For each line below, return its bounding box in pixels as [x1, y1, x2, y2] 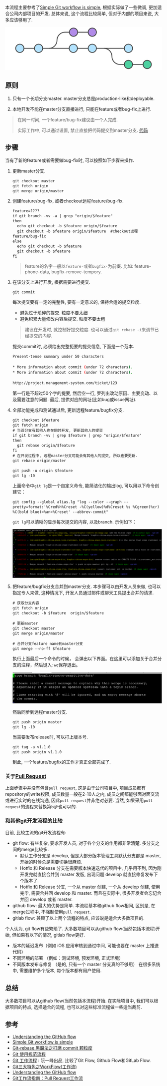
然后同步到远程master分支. [12, 709, 68, 715]
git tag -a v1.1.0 [12, 744, 51, 749]
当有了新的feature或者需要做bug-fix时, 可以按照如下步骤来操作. [5, 157, 135, 163]
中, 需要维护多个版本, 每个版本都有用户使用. [12, 968, 102, 974]
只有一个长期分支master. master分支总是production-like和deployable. [12, 95, 155, 101]
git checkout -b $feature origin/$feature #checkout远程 [17, 229, 138, 234]
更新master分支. [12, 168, 46, 174]
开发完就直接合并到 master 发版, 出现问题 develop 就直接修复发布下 [19, 871, 158, 878]
